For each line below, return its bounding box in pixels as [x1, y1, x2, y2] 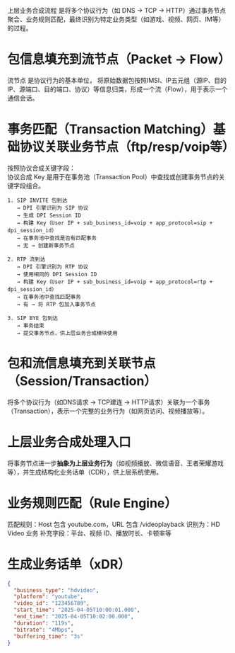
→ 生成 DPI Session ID [16, 212, 81, 219]
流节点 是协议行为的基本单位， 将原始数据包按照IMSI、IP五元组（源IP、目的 [7, 76, 227, 84]
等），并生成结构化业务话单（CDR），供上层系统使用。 [7, 467, 163, 476]
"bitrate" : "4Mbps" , [13, 626, 74, 633]
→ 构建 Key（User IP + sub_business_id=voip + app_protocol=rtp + [16, 278, 213, 285]
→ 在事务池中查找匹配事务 [16, 293, 81, 300]
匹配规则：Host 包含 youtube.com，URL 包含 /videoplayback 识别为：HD [7, 520, 221, 528]
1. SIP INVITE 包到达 [7, 197, 68, 204]
